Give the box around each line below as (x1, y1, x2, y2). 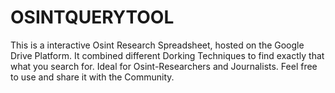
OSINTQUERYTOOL (10, 6, 175, 29)
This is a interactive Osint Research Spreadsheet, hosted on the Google (10, 39, 305, 51)
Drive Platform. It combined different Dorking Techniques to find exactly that (10, 49, 325, 61)
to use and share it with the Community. (10, 71, 175, 83)
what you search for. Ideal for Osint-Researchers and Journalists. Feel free (10, 60, 318, 72)
